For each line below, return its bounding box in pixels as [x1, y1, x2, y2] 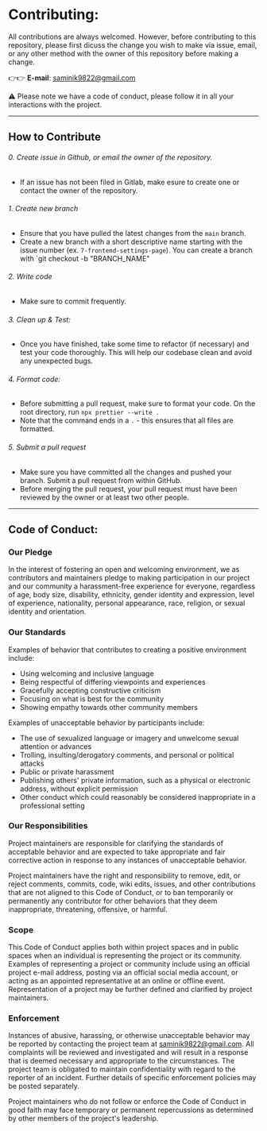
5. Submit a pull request [8, 442, 87, 452]
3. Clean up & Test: [8, 315, 72, 324]
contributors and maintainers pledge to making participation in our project [8, 573, 250, 583]
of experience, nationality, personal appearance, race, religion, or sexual [8, 598, 246, 608]
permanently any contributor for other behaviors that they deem [8, 896, 218, 905]
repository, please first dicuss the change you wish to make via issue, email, [8, 40, 257, 49]
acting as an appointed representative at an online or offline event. [8, 976, 226, 986]
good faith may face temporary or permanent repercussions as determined [8, 1106, 254, 1115]
